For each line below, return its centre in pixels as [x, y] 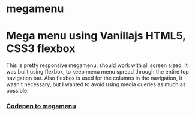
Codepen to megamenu [41, 106]
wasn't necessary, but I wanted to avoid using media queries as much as [96, 84]
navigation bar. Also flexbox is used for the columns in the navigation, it [94, 78]
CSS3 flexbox [41, 49]
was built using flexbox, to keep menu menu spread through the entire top [97, 72]
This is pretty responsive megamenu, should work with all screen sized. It [97, 65]
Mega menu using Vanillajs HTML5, [96, 36]
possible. [17, 91]
